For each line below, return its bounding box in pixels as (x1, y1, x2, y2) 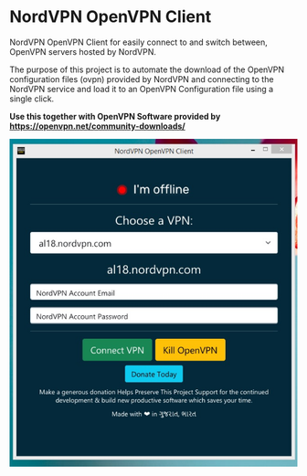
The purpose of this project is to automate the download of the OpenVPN (9, 64, 285, 75)
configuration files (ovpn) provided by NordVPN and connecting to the (9, 73, 274, 84)
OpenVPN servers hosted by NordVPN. (9, 46, 157, 57)
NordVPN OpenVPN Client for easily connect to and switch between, (9, 37, 268, 48)
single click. (9, 93, 55, 104)
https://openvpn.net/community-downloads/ (9, 121, 185, 132)
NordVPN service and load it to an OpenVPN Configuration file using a (9, 83, 274, 94)
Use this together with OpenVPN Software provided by (9, 111, 221, 122)
